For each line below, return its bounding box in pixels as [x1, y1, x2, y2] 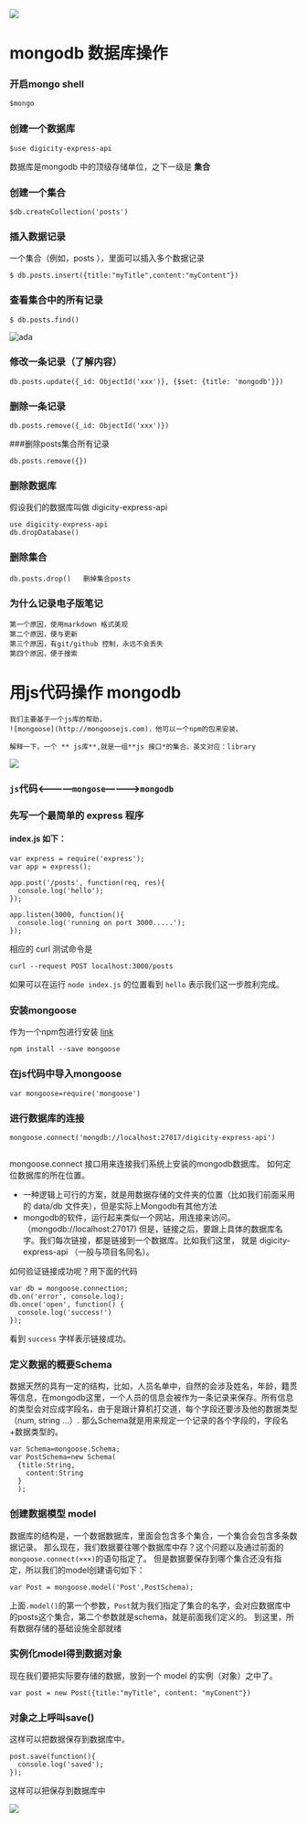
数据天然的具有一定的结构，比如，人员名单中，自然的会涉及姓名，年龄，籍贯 [9, 1381, 298, 1391]
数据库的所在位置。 [16, 1169, 90, 1180]
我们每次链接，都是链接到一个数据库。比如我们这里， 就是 [38, 1234, 258, 1245]
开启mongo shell [9, 78, 85, 91]
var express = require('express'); [9, 855, 145, 864]
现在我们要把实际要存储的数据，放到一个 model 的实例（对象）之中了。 [9, 1669, 278, 1681]
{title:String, [17, 1461, 76, 1470]
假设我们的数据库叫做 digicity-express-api [9, 502, 168, 513]
